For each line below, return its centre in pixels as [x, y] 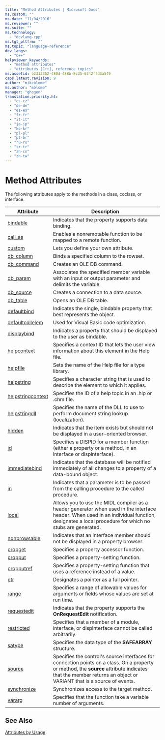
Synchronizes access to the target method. [102, 689]
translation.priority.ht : [31, 96]
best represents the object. [84, 314]
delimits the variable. [77, 284]
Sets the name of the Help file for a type [99, 365]
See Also [19, 721]
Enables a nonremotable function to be [97, 234]
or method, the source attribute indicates [100, 669]
